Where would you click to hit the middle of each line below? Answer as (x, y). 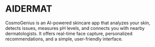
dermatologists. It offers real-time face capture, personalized (69, 33)
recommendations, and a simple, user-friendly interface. (64, 39)
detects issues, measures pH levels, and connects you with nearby (75, 28)
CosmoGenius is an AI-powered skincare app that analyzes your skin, (78, 23)
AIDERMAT (29, 9)
